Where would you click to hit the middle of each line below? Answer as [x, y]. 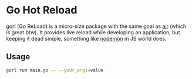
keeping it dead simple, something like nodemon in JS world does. [86, 38]
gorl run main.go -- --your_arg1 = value [55, 70]
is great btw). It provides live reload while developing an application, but [93, 32]
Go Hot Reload [42, 10]
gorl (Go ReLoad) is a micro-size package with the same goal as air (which [96, 26]
